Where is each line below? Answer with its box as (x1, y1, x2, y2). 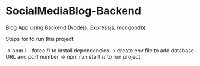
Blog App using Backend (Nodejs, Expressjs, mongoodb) (5, 24, 146, 31)
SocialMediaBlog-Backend (5, 4, 142, 18)
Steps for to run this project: (5, 35, 76, 42)
